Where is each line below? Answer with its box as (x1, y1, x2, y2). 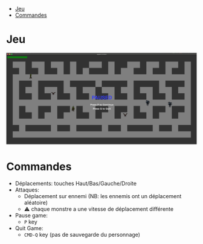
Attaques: (14, 186, 39, 193)
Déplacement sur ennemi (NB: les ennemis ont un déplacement (24, 193, 182, 200)
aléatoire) (24, 199, 48, 207)
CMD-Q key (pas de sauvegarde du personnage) (24, 231, 141, 239)
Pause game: (14, 212, 48, 219)
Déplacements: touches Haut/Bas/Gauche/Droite (14, 180, 137, 187)
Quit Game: (14, 225, 43, 232)
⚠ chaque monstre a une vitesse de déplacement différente (24, 205, 174, 213)
